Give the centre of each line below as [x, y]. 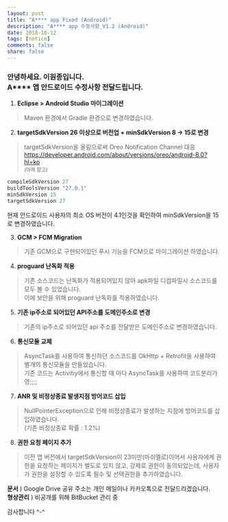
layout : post [26, 13]
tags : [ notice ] [29, 39]
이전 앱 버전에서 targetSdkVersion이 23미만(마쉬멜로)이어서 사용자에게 [119, 457]
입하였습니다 [41, 419]
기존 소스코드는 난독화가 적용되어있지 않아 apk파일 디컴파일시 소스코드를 [121, 280]
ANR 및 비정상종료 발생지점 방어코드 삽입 [71, 396]
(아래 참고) [36, 170]
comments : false [30, 45]
